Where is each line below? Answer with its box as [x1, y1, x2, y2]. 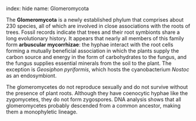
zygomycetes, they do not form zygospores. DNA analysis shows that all [6, 96, 181, 103]
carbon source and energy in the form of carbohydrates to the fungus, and [6, 54, 187, 60]
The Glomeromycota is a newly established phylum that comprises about [6, 16, 184, 23]
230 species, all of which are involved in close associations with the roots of [6, 23, 191, 29]
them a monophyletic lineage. [6, 108, 78, 115]
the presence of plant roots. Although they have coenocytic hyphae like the [6, 90, 188, 96]
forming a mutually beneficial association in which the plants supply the [6, 47, 179, 54]
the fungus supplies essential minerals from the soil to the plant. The [6, 60, 172, 67]
